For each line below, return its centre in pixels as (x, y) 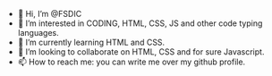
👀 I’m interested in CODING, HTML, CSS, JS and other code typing (140, 23)
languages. (38, 33)
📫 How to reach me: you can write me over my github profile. (132, 62)
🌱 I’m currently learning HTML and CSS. (91, 42)
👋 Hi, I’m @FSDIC (50, 14)
